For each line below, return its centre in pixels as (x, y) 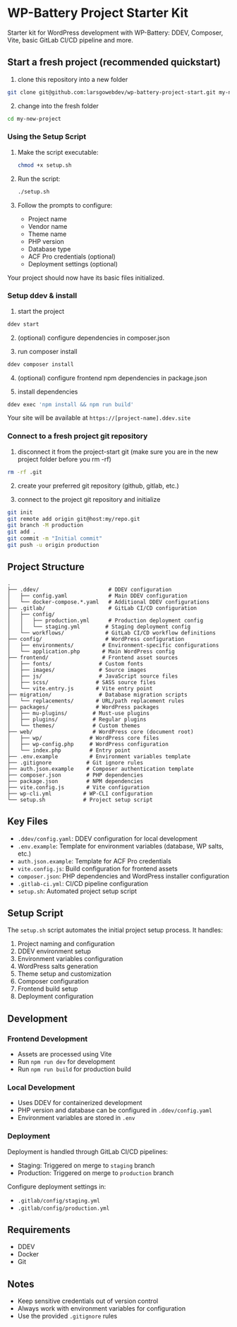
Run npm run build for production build (74, 1069)
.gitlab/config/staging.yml (59, 1201)
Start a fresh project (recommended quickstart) (114, 63)
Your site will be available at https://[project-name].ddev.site (99, 418)
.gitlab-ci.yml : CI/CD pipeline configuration (83, 883)
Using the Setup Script (47, 137)
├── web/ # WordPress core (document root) (101, 732)
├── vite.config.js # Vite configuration (79, 787)
